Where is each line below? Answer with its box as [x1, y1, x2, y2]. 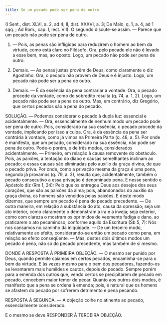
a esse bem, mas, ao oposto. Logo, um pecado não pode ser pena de [12, 52, 156, 58]
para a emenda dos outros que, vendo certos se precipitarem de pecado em [5, 271, 162, 277]
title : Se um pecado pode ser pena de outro [5, 7, 99, 12]
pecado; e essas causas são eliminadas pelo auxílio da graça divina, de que [5, 160, 161, 166]
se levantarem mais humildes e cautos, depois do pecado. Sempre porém [5, 266, 157, 272]
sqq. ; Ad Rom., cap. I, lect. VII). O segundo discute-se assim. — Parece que [5, 26, 162, 32]
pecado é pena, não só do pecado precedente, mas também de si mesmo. [5, 240, 158, 246]
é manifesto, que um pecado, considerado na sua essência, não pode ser [5, 139, 156, 145]
